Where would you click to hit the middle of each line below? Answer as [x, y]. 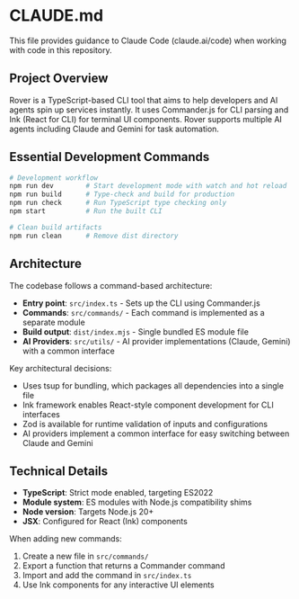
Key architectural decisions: [61, 368]
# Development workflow [54, 178]
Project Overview [59, 79]
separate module [53, 322]
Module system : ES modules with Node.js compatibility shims [137, 502]
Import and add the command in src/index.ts [107, 576]
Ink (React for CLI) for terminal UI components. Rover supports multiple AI [146, 119]
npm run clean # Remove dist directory [94, 236]
